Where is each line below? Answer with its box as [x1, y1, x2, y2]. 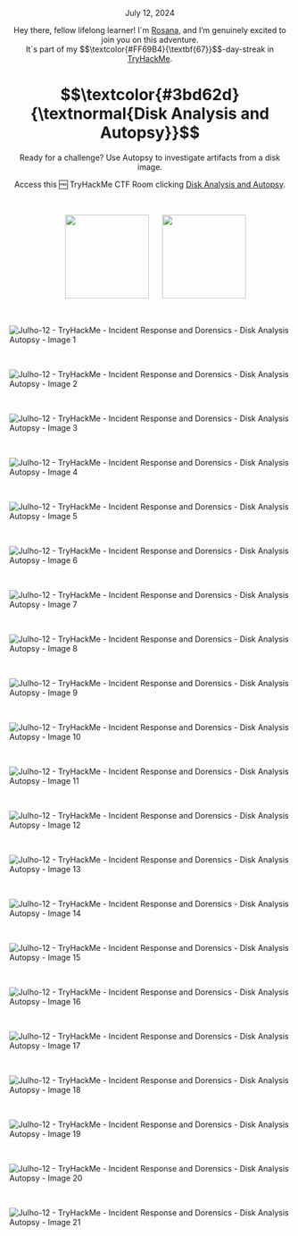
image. [137, 161, 163, 172]
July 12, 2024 [124, 8, 176, 18]
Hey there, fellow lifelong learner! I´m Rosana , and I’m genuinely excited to [12, 25, 287, 35]
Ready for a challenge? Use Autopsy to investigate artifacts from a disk [19, 152, 281, 163]
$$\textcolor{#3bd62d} [60, 85, 240, 105]
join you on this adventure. [101, 35, 199, 45]
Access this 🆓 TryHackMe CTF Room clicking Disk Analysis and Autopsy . [13, 179, 286, 189]
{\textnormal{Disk [29, 104, 168, 124]
